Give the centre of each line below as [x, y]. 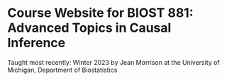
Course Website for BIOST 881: [100, 13]
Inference [37, 43]
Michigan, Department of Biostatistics [62, 70]
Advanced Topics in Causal [89, 28]
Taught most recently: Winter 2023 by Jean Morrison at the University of [113, 62]
